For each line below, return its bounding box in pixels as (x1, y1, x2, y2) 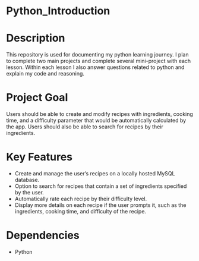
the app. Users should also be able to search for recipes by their (6, 123, 163, 130)
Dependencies (6, 229, 80, 242)
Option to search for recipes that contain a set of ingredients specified (14, 183, 187, 190)
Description (6, 32, 65, 45)
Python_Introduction (6, 4, 110, 18)
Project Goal (6, 91, 68, 105)
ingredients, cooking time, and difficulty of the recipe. (14, 208, 147, 215)
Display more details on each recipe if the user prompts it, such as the (14, 202, 187, 209)
